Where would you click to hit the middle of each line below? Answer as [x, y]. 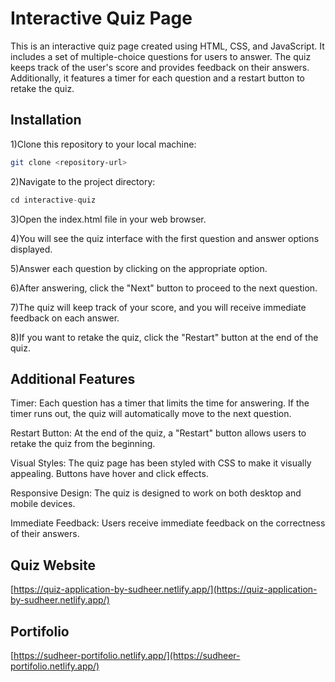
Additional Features [73, 378]
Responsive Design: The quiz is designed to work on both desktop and [156, 493]
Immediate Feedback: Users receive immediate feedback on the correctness [168, 523]
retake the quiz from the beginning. [83, 444]
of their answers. [45, 534]
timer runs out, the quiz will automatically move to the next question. [151, 414]
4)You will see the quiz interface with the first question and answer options [165, 238]
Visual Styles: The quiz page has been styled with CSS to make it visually [161, 463]
